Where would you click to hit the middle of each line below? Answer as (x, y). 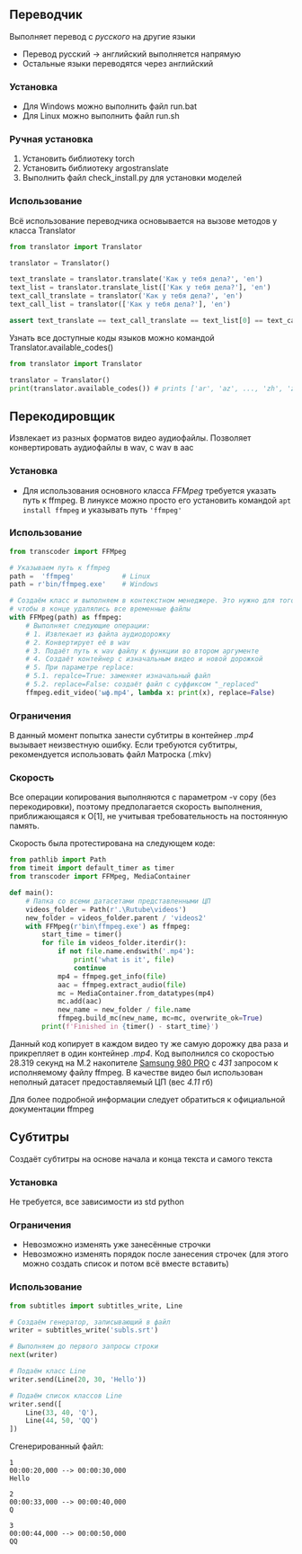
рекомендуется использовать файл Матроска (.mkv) (111, 755)
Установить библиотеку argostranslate (95, 168)
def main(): (31, 893)
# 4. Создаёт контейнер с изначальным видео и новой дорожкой (144, 659)
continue (89, 968)
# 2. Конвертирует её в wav (78, 642)
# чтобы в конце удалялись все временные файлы (100, 609)
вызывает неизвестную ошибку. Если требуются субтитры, (124, 745)
